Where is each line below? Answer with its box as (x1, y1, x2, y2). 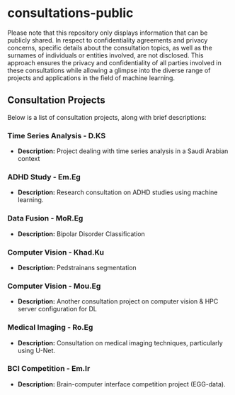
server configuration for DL (17, 305, 98, 313)
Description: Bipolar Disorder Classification (17, 229, 145, 238)
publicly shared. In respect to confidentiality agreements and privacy (7, 35, 208, 44)
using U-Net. (17, 346, 55, 355)
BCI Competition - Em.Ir (7, 364, 91, 374)
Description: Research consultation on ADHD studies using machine (17, 188, 218, 196)
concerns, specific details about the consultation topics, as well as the (7, 43, 212, 52)
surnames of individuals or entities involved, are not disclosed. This (7, 51, 204, 60)
